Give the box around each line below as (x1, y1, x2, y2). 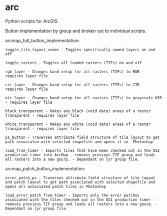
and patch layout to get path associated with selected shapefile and (5, 179, 155, 184)
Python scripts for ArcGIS (5, 18, 58, 24)
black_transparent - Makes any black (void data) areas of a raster (5, 108, 151, 114)
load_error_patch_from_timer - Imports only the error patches (5, 192, 140, 198)
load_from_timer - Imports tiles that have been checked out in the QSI (5, 148, 160, 153)
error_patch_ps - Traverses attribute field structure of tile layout (5, 175, 155, 180)
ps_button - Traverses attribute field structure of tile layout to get (5, 135, 160, 140)
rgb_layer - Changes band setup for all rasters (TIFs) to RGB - (5, 69, 144, 74)
